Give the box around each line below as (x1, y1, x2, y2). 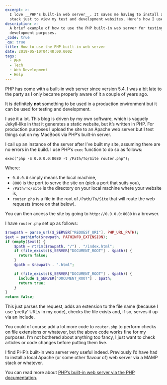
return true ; (18, 280, 46, 285)
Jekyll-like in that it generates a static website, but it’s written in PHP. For (5, 121, 154, 127)
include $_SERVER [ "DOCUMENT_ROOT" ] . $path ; (18, 276, 112, 281)
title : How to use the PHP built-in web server (5, 44, 106, 49)
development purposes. (9, 30, 57, 35)
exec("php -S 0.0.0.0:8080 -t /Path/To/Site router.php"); (5, 156, 130, 161)
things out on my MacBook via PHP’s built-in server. (5, 131, 111, 137)
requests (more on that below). (12, 201, 76, 207)
